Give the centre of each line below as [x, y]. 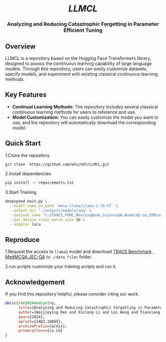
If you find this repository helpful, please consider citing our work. [72, 294]
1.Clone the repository [27, 155]
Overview [21, 46]
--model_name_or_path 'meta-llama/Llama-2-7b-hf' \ [64, 206]
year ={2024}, [32, 317]
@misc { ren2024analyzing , [31, 303]
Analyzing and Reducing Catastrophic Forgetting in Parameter [83, 24]
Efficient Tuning [83, 30]
